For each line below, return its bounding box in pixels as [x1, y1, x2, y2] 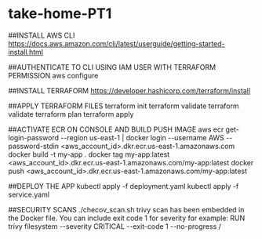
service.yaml [8, 190, 49, 199]
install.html [8, 47, 43, 56]
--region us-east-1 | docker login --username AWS [60, 132, 225, 142]
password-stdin [8, 141, 60, 150]
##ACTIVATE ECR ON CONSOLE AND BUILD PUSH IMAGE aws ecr [8, 125, 224, 134]
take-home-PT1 [8, 5, 112, 23]
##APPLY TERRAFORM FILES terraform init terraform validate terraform [8, 101, 239, 110]
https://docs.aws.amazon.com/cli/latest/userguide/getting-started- [8, 38, 225, 48]
